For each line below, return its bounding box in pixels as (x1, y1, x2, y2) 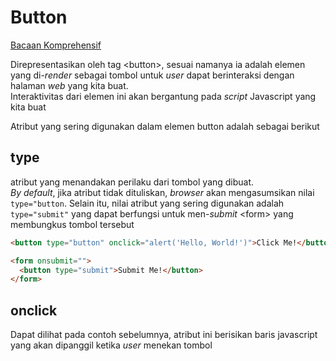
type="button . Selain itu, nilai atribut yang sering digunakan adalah (10, 197, 285, 209)
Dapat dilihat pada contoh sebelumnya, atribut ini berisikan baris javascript (10, 329, 318, 341)
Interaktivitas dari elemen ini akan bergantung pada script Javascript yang (10, 90, 317, 102)
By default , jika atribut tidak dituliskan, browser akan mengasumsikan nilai (10, 186, 315, 198)
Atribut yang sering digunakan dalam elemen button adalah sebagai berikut (10, 120, 320, 132)
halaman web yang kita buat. (10, 79, 129, 91)
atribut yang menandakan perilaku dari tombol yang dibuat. (10, 176, 255, 188)
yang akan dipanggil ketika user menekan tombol (10, 339, 213, 351)
